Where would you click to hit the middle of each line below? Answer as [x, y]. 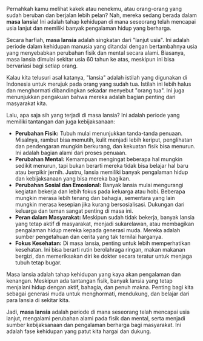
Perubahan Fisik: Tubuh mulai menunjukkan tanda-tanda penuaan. [99, 133]
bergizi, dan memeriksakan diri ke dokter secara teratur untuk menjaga [104, 256]
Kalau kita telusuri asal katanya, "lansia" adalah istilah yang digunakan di [97, 77]
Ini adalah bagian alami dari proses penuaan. [71, 153]
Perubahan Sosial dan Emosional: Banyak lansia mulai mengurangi [99, 185]
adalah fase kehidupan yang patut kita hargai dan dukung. [79, 331]
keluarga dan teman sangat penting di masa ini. [74, 211]
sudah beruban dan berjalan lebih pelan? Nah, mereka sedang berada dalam [101, 15]
